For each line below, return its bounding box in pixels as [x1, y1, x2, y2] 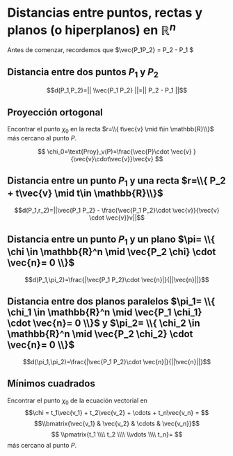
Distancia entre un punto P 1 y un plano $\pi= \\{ [7, 234, 216, 247]
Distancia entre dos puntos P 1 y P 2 [7, 66, 159, 79]
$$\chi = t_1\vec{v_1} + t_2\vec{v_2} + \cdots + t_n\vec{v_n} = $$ [24, 409, 209, 417]
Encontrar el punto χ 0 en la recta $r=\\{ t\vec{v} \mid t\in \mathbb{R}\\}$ [7, 125, 214, 135]
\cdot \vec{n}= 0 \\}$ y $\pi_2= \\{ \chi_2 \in [7, 318, 200, 329]
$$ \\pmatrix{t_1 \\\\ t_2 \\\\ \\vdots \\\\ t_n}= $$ [51, 430, 183, 439]
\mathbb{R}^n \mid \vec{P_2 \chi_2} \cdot [7, 328, 193, 340]
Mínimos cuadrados [7, 377, 95, 390]
